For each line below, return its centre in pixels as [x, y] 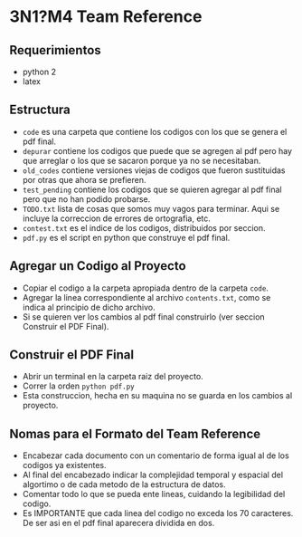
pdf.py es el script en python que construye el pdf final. [126, 237]
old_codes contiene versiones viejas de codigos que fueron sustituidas [154, 170]
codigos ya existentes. [64, 465]
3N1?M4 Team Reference [106, 17]
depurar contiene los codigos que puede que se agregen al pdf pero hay [157, 150]
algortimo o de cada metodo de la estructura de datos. [124, 484]
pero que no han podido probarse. [86, 199]
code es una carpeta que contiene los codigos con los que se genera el [155, 131]
